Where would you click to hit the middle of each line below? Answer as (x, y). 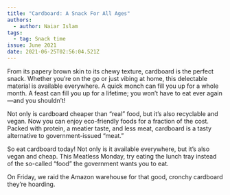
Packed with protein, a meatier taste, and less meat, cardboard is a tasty (109, 128)
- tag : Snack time (40, 39)
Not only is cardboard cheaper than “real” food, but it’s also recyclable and (113, 113)
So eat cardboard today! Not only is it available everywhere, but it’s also (108, 149)
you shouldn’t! (45, 100)
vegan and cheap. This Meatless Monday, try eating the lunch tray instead (112, 156)
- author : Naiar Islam (46, 26)
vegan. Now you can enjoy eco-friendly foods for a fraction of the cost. (108, 121)
